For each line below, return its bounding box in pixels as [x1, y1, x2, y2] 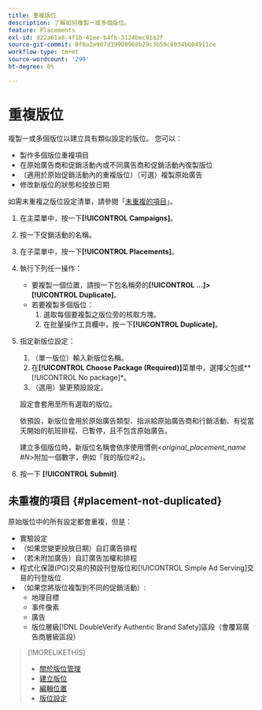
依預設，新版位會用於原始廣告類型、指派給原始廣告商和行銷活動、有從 [19, 416, 248, 425]
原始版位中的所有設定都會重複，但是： [8, 516, 132, 526]
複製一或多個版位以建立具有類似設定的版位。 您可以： [8, 133, 183, 142]
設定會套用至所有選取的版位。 [19, 399, 116, 409]
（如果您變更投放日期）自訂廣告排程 [19, 543, 138, 553]
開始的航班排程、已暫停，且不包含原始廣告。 [26, 426, 172, 435]
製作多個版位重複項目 [19, 150, 89, 160]
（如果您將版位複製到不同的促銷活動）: [19, 582, 146, 592]
